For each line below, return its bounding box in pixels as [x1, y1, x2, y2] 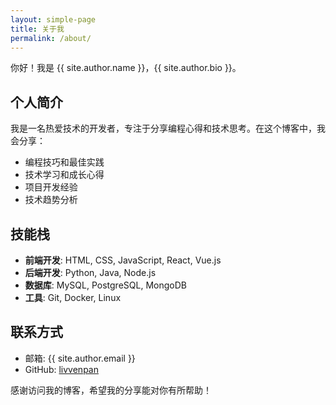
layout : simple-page [10, 14, 97, 25]
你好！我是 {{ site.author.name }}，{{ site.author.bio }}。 [10, 62, 242, 74]
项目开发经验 [24, 181, 78, 193]
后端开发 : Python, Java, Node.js [24, 267, 157, 278]
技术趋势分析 [24, 194, 78, 206]
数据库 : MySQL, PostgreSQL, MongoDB [24, 279, 187, 291]
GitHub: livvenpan [24, 363, 99, 375]
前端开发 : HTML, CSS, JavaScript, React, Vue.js [24, 254, 222, 266]
